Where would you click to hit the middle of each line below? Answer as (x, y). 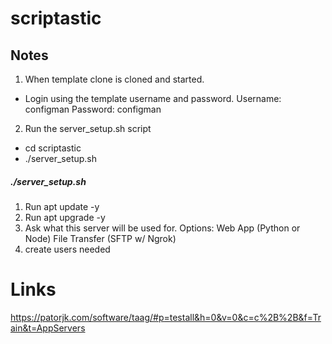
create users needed (67, 249)
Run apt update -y (62, 206)
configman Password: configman (93, 109)
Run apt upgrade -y (65, 217)
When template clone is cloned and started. (114, 79)
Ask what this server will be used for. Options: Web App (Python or (162, 228)
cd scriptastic (53, 148)
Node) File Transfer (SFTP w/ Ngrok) (100, 238)
